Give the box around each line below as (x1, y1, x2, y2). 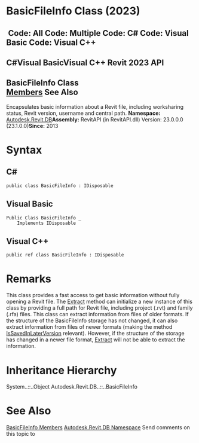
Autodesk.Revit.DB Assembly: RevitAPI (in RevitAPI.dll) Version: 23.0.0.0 (6, 115, 183, 123)
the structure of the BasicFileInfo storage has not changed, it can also (6, 317, 178, 324)
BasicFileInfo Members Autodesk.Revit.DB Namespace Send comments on (6, 424, 190, 431)
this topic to (6, 430, 36, 438)
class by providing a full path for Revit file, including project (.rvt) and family (6, 304, 193, 311)
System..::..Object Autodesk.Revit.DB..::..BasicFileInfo (6, 383, 137, 390)
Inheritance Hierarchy (6, 363, 117, 377)
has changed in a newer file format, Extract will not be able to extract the (6, 336, 185, 343)
